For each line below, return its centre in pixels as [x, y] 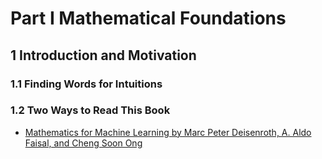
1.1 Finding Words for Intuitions [86, 84]
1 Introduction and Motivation [103, 55]
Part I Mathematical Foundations [148, 18]
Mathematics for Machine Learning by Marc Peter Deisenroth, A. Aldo [168, 132]
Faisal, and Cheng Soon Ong [83, 143]
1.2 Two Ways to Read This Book [90, 110]
